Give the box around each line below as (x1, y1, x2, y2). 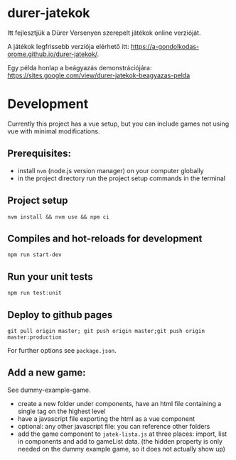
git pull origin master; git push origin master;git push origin (7, 327, 205, 334)
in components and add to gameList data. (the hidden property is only (17, 437, 222, 445)
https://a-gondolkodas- (130, 42, 200, 50)
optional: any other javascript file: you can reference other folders (17, 422, 210, 430)
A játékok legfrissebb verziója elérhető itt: (7, 42, 129, 50)
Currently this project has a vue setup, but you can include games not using (7, 119, 230, 128)
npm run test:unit (7, 290, 62, 297)
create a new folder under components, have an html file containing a (17, 399, 222, 407)
